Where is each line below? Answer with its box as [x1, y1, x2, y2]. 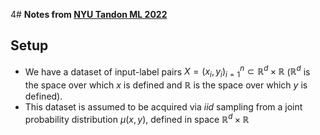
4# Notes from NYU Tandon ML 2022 [10, 9, 168, 20]
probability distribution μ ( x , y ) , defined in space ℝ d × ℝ [24, 112, 250, 125]
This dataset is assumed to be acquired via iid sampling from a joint [24, 101, 303, 113]
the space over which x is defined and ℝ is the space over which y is [24, 79, 308, 91]
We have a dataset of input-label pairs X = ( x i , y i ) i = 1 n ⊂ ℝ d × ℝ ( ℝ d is [24, 64, 311, 80]
